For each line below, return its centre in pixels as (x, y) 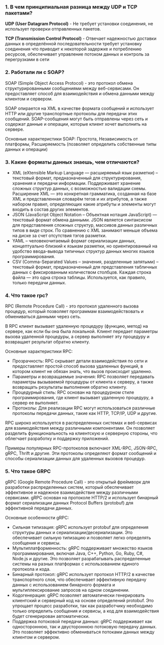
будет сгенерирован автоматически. (51, 616)
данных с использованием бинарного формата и (64, 585)
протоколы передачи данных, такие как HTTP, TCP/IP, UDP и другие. (84, 413)
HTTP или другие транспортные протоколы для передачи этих (71, 113)
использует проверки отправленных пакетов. (53, 29)
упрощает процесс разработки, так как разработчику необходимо (82, 606)
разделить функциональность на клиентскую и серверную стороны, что (82, 433)
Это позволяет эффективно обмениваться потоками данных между (83, 632)
